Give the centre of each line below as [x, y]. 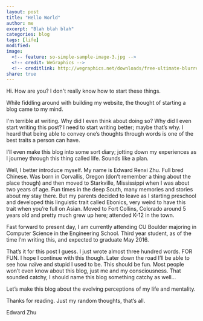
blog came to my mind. [35, 109]
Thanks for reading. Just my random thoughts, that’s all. [76, 301]
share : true [21, 74]
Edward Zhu [21, 313]
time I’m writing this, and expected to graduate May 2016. [78, 240]
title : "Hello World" [34, 18]
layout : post [23, 12]
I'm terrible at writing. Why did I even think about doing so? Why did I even [99, 121]
